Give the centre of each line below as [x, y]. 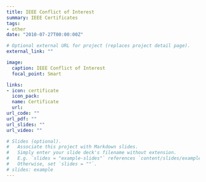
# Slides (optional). [34, 141]
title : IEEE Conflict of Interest [51, 12]
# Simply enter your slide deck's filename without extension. [91, 153]
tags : [13, 23]
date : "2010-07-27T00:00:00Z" [45, 35]
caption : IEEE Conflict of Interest [59, 68]
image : [15, 62]
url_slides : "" [26, 125]
